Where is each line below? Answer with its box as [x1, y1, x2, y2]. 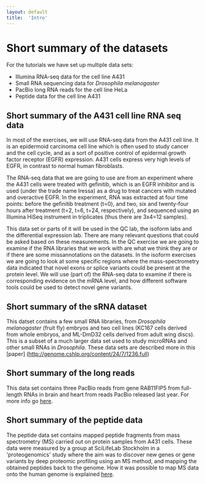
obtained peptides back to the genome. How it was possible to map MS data [6, 464, 199, 471]
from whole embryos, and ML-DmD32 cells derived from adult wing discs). [6, 331, 195, 338]
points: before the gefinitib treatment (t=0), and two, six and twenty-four [6, 200, 189, 208]
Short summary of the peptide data [6, 415, 143, 426]
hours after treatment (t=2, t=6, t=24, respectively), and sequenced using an [6, 206, 199, 214]
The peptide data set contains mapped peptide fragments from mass [6, 431, 181, 439]
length [6, 390, 23, 398]
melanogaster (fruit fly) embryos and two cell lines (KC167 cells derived [6, 324, 187, 331]
